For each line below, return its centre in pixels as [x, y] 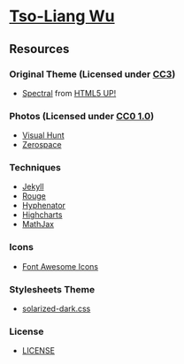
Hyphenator [44, 206]
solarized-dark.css [56, 309]
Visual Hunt [43, 135]
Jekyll [33, 186]
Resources [39, 49]
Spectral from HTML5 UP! [69, 93]
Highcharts [42, 215]
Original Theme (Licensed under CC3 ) [92, 74]
